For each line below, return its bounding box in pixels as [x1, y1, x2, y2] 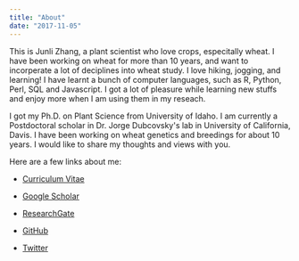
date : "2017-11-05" [9, 21, 82, 30]
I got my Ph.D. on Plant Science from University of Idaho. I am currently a [9, 110, 278, 121]
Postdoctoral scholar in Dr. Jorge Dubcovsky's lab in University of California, [9, 119, 291, 130]
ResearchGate [21, 208, 75, 218]
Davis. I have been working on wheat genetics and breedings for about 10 [9, 129, 280, 140]
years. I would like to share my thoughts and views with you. [9, 139, 231, 150]
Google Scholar [21, 191, 80, 201]
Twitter [21, 242, 49, 253]
